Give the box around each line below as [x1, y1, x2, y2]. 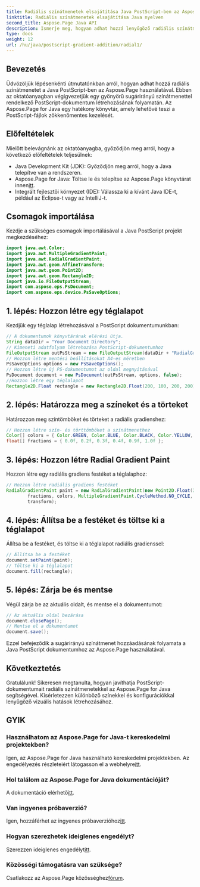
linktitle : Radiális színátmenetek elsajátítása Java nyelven [6, 14, 164, 20]
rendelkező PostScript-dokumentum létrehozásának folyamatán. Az [6, 99, 172, 106]
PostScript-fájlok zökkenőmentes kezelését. [6, 111, 114, 119]
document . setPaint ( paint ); [6, 557, 73, 563]
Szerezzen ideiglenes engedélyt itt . [6, 846, 91, 853]
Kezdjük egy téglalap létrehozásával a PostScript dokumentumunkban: [6, 322, 180, 328]
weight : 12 [6, 36, 33, 42]
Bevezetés [6, 64, 46, 75]
